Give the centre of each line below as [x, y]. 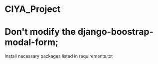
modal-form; [31, 42]
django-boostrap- [116, 32]
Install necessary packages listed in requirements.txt [59, 56]
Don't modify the [40, 32]
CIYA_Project [33, 9]
